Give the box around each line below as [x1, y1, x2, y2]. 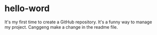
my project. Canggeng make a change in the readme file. [4, 24, 118, 30]
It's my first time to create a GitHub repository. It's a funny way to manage [4, 19, 152, 25]
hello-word [4, 3, 50, 14]
